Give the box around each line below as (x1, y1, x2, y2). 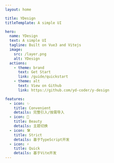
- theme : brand (14, 65, 45, 70)
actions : (9, 61, 27, 65)
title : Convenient (14, 105, 51, 111)
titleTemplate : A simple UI (5, 20, 62, 25)
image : (9, 47, 23, 52)
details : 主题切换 (14, 124, 48, 129)
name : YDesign (9, 33, 38, 39)
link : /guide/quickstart (17, 74, 68, 79)
